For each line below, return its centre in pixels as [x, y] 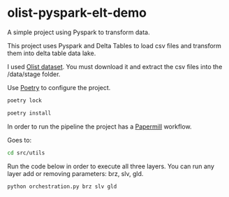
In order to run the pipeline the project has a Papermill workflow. [99, 126]
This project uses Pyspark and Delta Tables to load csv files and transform [114, 45]
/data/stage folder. [34, 74]
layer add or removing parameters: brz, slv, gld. [75, 173]
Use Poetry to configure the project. [59, 87]
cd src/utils [26, 153]
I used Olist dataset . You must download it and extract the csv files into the [115, 66]
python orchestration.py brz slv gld [62, 187]
